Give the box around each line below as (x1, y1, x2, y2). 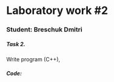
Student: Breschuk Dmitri (6, 26, 83, 34)
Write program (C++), (6, 56, 61, 63)
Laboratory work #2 (6, 4, 108, 18)
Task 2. (6, 40, 25, 47)
